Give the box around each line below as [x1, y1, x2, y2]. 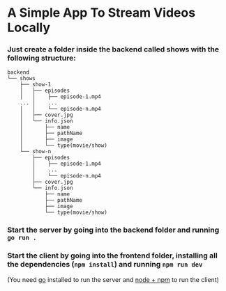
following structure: [7, 54, 76, 63]
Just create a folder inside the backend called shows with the [7, 45, 220, 54]
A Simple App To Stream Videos [7, 5, 196, 21]
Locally [7, 19, 51, 36]
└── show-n [20, 148, 52, 155]
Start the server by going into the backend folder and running [7, 225, 220, 235]
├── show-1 [20, 81, 52, 88]
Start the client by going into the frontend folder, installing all [7, 251, 218, 260]
